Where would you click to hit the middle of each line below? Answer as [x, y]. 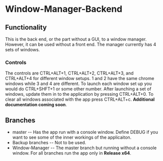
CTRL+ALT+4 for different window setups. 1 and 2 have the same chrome [80, 79]
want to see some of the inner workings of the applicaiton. [72, 137]
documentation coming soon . [36, 105]
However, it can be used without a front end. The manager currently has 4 [81, 44]
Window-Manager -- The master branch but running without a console [84, 148]
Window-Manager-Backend [64, 9]
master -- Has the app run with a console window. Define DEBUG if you [85, 132]
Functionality [26, 27]
